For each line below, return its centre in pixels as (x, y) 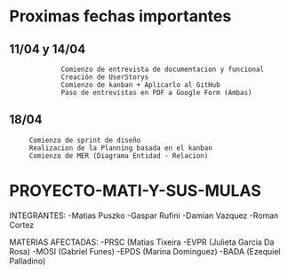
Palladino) (28, 261)
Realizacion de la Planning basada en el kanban (121, 148)
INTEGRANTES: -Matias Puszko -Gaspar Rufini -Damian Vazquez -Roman (144, 215)
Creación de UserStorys (105, 77)
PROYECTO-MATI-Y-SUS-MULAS (136, 191)
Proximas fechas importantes (120, 16)
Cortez (22, 224)
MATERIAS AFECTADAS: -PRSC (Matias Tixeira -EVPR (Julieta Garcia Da (142, 242)
